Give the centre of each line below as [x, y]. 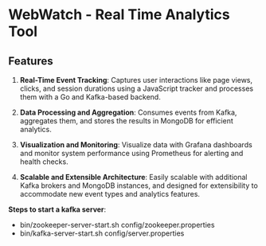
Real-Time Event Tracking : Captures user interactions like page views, [136, 80]
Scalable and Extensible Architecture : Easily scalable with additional [134, 177]
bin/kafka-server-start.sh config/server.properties [102, 233]
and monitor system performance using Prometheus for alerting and [131, 153]
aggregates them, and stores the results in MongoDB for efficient [126, 121]
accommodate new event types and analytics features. [110, 194]
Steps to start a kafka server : [57, 209]
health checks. [44, 162]
